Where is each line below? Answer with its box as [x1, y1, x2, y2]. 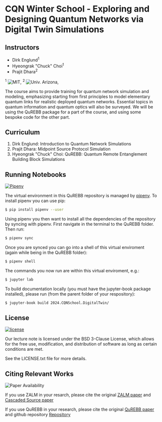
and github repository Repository [5, 412, 71, 418]
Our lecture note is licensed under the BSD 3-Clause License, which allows [5, 336, 155, 342]
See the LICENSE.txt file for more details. [5, 356, 87, 361]
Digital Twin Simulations [5, 24, 104, 35]
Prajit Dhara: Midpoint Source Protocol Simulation [12, 146, 111, 152]
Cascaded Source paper [5, 397, 54, 403]
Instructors [5, 43, 40, 51]
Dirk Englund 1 [12, 56, 40, 63]
